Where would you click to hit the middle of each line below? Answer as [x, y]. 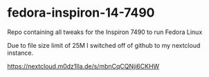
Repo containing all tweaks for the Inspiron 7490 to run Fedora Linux [105, 32]
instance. [20, 53]
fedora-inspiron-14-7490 [81, 13]
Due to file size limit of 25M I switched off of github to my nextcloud [104, 45]
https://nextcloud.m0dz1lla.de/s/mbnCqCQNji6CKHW [83, 66]
